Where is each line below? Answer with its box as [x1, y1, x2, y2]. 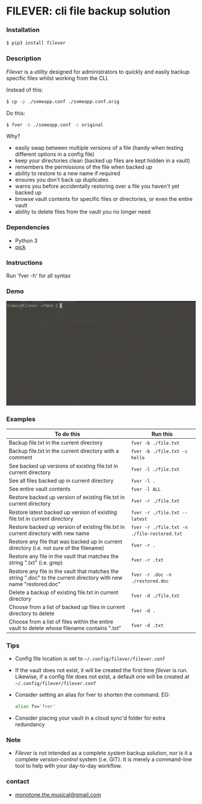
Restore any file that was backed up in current [8, 538, 123, 545]
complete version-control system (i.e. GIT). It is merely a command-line [14, 756, 192, 763]
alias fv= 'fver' [14, 703, 56, 710]
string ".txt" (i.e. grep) [8, 559, 63, 566]
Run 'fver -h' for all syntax [6, 272, 71, 279]
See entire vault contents [8, 486, 71, 493]
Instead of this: [6, 86, 43, 93]
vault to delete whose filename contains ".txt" [8, 625, 121, 632]
